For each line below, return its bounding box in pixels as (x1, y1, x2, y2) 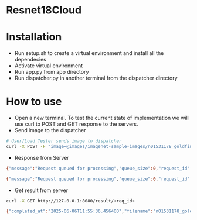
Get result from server (14, 187, 69, 194)
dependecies (14, 56, 47, 63)
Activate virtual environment (14, 62, 83, 69)
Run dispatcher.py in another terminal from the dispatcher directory (14, 74, 178, 82)
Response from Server (14, 154, 69, 161)
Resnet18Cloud (6, 4, 82, 17)
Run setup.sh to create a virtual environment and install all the (14, 50, 164, 57)
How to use (6, 95, 62, 108)
